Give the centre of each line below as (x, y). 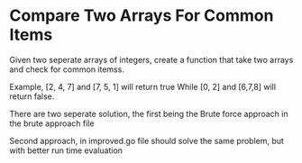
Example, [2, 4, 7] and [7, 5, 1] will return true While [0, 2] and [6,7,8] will (143, 86)
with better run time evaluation (66, 150)
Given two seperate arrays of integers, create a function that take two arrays (151, 59)
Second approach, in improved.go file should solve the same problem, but (146, 140)
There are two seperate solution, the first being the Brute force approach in (149, 113)
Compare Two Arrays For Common (142, 16)
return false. (32, 96)
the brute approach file (52, 123)
